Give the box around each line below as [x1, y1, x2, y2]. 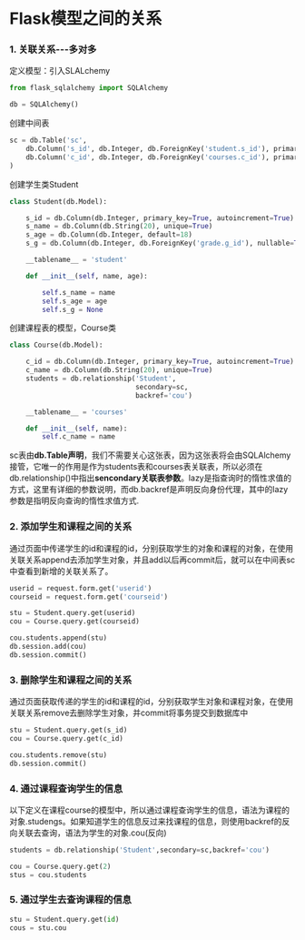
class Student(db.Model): [9, 197, 107, 206]
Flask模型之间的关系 [9, 8, 162, 29]
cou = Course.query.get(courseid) [9, 617, 141, 626]
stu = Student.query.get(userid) [9, 609, 136, 618]
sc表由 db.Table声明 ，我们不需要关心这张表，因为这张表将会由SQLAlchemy [9, 450, 291, 460]
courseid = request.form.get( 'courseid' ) [9, 592, 169, 601]
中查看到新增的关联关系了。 [9, 565, 113, 576]
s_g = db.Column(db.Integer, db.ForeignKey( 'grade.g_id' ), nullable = [25, 238, 295, 248]
